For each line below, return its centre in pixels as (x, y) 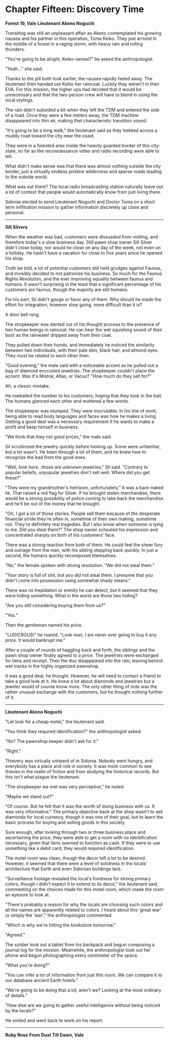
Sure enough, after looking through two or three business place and (75, 832)
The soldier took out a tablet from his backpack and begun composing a (80, 944)
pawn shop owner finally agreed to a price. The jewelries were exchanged (82, 655)
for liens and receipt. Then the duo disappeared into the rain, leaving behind (84, 660)
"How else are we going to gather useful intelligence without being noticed (82, 1005)
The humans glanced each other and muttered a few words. (67, 401)
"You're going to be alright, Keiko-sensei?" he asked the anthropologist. (79, 59)
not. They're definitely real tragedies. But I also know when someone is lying (84, 524)
